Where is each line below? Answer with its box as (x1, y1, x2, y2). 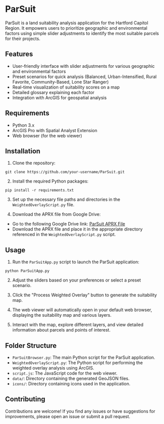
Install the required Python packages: (12, 178, 89, 184)
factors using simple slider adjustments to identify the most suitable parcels (5, 30, 159, 36)
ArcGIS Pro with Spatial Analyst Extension (12, 127, 97, 133)
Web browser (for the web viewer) (12, 133, 82, 139)
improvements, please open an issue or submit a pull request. (5, 413, 130, 419)
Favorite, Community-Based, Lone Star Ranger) (12, 79, 109, 85)
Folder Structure (5, 341, 57, 350)
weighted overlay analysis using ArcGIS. (12, 365, 94, 371)
